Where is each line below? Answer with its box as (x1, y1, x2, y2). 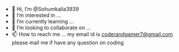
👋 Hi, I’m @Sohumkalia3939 (11, 6, 79, 12)
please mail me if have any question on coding (11, 39, 124, 46)
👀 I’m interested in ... (11, 12, 61, 19)
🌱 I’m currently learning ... (11, 18, 74, 25)
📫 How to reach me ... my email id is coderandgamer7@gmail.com (11, 31, 173, 37)
